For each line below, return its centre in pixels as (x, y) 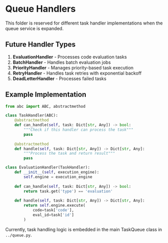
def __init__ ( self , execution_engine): (57, 172)
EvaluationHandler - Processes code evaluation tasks (70, 57)
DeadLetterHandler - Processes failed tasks (59, 78)
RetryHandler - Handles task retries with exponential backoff (77, 73)
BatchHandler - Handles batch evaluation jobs (62, 62)
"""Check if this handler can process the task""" (79, 130)
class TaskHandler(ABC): (32, 115)
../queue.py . (19, 235)
